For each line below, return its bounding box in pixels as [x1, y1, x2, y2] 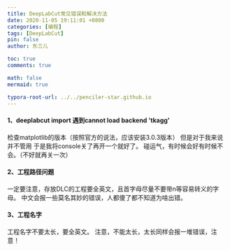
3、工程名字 [7, 210, 43, 219]
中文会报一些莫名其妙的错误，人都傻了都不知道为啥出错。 [20, 193, 187, 201]
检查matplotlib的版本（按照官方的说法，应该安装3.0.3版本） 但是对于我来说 [7, 133, 224, 141]
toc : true [7, 55, 36, 63]
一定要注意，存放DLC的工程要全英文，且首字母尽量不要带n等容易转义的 [7, 185, 213, 193]
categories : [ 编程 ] [7, 23, 62, 30]
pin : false [7, 36, 39, 43]
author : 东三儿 [7, 43, 48, 50]
